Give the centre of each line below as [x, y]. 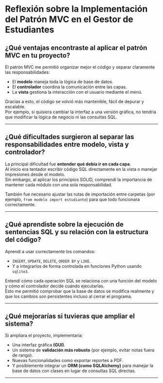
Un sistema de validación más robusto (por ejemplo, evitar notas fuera [83, 350]
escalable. [15, 107]
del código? [23, 240]
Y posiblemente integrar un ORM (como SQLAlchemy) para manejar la [83, 366]
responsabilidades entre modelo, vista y [67, 145]
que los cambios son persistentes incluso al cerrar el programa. [69, 296]
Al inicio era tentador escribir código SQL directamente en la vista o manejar [81, 169]
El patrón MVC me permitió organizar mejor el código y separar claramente [80, 67]
